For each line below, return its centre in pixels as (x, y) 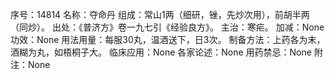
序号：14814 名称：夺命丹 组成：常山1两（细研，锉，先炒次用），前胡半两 (160, 14)
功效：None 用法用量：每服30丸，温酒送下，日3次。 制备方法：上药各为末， (168, 39)
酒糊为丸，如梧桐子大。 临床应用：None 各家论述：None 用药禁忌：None (161, 52)
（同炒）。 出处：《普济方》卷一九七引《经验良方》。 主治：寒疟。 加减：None (167, 27)
